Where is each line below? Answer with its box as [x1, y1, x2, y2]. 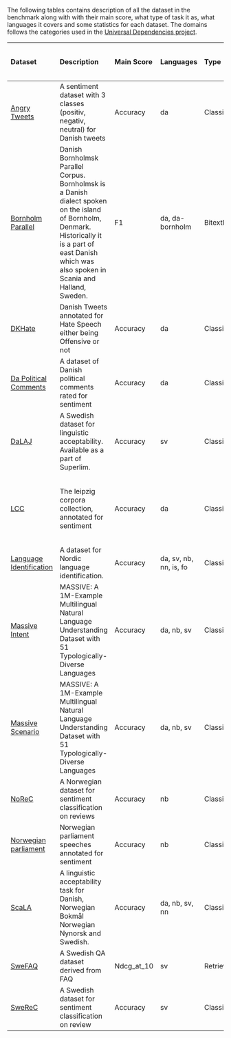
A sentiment [59, 82, 98, 91]
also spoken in [59, 265, 107, 274]
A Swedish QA [59, 948, 106, 957]
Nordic [59, 554, 82, 563]
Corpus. [59, 170, 86, 180]
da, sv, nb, [160, 554, 194, 563]
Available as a [59, 445, 104, 454]
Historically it [59, 231, 102, 240]
